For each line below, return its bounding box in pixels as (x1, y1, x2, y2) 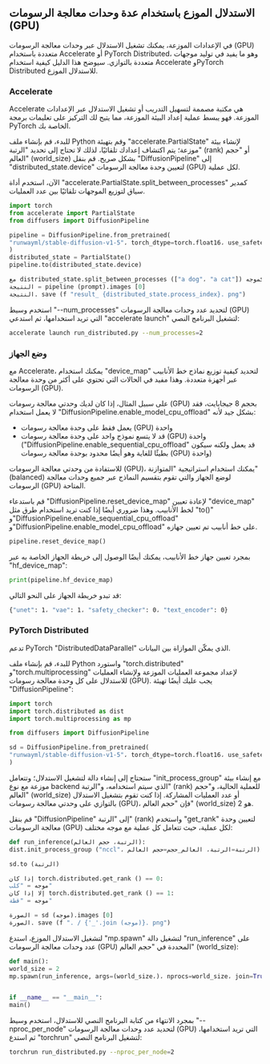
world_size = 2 (9, 965, 60, 973)
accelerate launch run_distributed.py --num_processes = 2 (9, 329, 204, 337)
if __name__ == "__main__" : (9, 993, 103, 1001)
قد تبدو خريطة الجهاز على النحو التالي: (9, 590, 122, 600)
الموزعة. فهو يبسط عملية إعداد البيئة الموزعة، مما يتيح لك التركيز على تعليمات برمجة (9, 112, 260, 123)
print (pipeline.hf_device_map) (9, 576, 114, 584)
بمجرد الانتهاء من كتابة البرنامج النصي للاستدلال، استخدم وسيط (9, 1016, 195, 1026)
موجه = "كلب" (9, 882, 53, 890)
